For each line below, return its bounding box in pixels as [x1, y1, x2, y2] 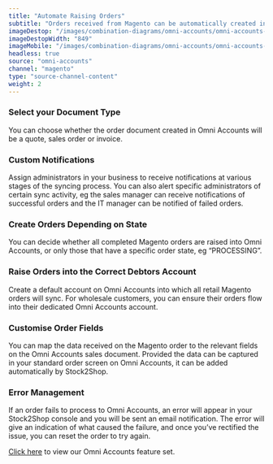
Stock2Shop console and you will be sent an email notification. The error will [8, 414, 265, 423]
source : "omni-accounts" [8, 58, 93, 66]
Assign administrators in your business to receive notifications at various [8, 172, 252, 183]
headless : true [8, 50, 60, 58]
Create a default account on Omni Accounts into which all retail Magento [8, 284, 252, 294]
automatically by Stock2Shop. [8, 366, 109, 376]
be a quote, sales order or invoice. [8, 133, 123, 143]
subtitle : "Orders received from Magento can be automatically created [8, 20, 256, 28]
